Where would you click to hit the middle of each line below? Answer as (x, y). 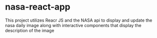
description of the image (30, 30)
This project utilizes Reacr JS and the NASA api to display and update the (79, 20)
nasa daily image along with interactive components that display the (73, 25)
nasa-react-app (38, 7)
